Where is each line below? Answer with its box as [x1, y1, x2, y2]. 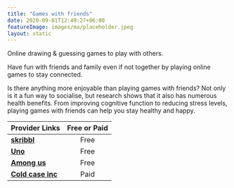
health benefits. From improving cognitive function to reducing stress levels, [7, 99, 228, 108]
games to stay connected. [7, 70, 83, 79]
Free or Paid [66, 123, 109, 133]
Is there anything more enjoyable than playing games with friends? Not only [7, 84, 226, 92]
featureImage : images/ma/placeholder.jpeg [7, 23, 134, 30]
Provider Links [11, 123, 60, 133]
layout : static [7, 30, 52, 37]
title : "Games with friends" [7, 10, 93, 18]
